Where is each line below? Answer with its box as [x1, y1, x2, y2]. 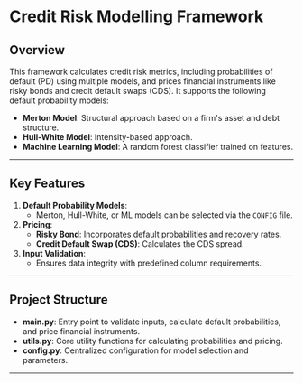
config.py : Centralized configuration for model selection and [22, 345, 249, 356]
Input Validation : [22, 248, 86, 258]
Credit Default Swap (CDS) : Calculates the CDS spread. [35, 238, 245, 249]
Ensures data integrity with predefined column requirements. [35, 257, 262, 268]
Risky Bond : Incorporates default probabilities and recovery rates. [35, 229, 282, 239]
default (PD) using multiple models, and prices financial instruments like [9, 76, 277, 87]
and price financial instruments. [22, 325, 141, 336]
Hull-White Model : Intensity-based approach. [22, 132, 193, 142]
